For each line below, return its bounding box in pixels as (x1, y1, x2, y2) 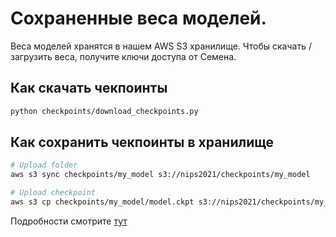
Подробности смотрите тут (10, 215, 128, 227)
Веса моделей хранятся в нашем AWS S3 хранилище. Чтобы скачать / (10, 40, 312, 52)
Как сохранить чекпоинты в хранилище (10, 134, 274, 151)
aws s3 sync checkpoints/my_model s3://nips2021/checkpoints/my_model (10, 170, 311, 180)
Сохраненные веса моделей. (10, 7, 267, 30)
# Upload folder (10, 160, 78, 171)
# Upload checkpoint (10, 188, 97, 198)
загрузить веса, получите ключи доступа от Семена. (10, 50, 237, 62)
